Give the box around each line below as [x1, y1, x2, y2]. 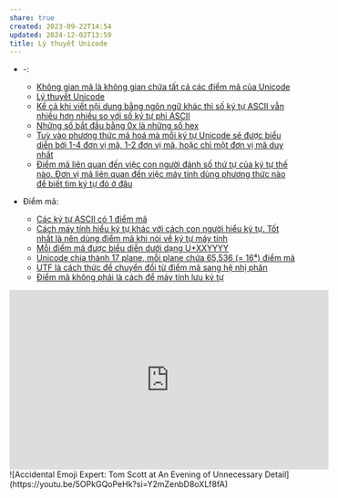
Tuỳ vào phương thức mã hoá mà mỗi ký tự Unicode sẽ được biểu [36, 130, 282, 141]
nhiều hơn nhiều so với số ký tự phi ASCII [36, 110, 191, 121]
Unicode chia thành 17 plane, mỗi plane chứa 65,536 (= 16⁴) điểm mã [36, 253, 296, 264]
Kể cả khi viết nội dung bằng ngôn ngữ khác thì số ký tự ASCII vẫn [36, 101, 285, 112]
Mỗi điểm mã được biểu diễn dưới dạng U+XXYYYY [36, 243, 230, 254]
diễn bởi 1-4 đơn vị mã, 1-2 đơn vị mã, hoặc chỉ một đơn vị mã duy [36, 140, 284, 150]
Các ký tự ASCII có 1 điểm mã [36, 213, 148, 224]
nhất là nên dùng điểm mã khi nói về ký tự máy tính [36, 233, 228, 244]
